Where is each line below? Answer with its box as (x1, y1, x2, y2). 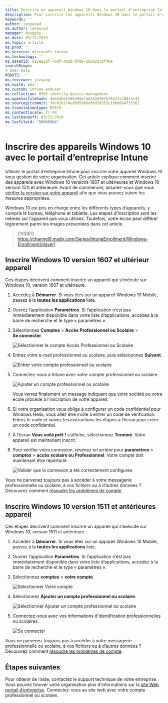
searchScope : (5, 63, 32, 68)
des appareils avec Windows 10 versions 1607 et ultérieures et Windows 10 (5, 179, 159, 185)
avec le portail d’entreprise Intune (5, 152, 148, 163)
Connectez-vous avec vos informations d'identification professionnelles (12, 613, 161, 619)
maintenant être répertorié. (12, 457, 68, 463)
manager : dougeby (5, 31, 41, 36)
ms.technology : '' (5, 54, 43, 59)
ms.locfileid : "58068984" (5, 119, 59, 125)
